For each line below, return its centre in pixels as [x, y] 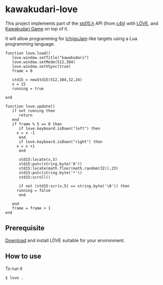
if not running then [34, 111]
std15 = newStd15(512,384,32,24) [47, 79]
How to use [23, 256]
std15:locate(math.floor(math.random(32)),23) [68, 168]
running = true [28, 89]
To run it [14, 268]
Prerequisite [25, 228]
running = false [34, 190]
